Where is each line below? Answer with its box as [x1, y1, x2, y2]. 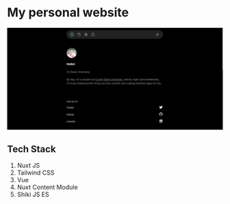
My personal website [7, 5, 129, 20]
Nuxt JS [16, 161, 40, 169]
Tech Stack [7, 143, 56, 155]
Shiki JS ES [16, 190, 49, 199]
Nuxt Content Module [16, 183, 78, 191]
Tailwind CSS [16, 169, 55, 177]
